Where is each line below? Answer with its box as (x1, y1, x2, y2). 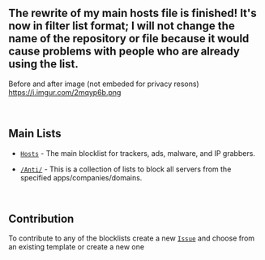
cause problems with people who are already (8, 45, 241, 58)
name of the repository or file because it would (8, 32, 250, 45)
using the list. (8, 57, 79, 71)
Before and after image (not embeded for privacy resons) (8, 79, 200, 89)
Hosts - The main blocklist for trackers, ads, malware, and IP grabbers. (19, 148, 255, 158)
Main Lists (8, 127, 62, 141)
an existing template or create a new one (8, 242, 144, 252)
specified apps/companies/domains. (19, 172, 143, 182)
